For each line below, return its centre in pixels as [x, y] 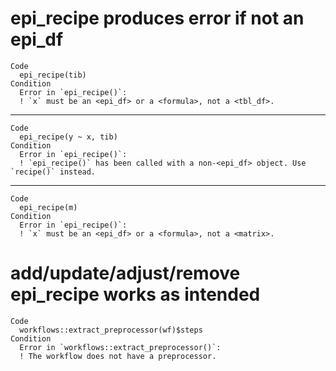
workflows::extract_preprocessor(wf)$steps [111, 330]
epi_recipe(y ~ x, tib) [68, 137]
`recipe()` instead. [53, 172]
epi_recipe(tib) [53, 75]
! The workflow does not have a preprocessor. [118, 356]
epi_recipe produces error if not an [157, 18]
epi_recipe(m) [48, 207]
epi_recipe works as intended [135, 294]
